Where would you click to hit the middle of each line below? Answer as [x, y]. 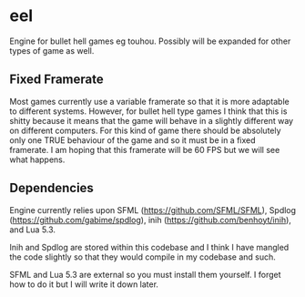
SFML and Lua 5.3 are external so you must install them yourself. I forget [145, 274]
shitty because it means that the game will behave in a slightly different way [152, 120]
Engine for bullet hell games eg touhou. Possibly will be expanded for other [150, 41]
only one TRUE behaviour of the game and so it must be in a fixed [133, 140]
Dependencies [51, 188]
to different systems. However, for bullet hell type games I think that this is [148, 111]
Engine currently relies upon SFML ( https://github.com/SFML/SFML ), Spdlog [153, 210]
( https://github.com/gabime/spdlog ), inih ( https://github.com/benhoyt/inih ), [150, 220]
